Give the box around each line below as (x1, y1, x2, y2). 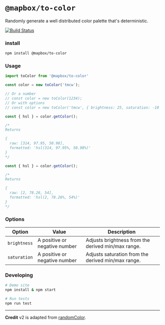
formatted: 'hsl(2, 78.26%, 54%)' (9, 195, 80, 200)
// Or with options (5, 100, 45, 105)
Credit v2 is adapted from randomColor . (5, 314, 86, 320)
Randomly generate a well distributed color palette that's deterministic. (5, 18, 148, 24)
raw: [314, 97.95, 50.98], (9, 141, 65, 146)
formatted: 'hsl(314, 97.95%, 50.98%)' (9, 146, 91, 150)
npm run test (5, 301, 32, 306)
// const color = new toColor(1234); (5, 96, 82, 101)
